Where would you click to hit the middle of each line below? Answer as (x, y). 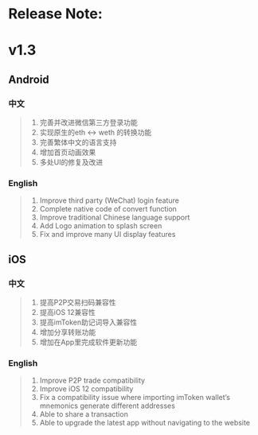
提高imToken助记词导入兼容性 (88, 322)
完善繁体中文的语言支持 (78, 142)
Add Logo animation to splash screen (101, 226)
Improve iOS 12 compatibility (86, 389)
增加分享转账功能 (68, 332)
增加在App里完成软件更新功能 (88, 342)
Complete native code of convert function (108, 209)
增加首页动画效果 (68, 153)
